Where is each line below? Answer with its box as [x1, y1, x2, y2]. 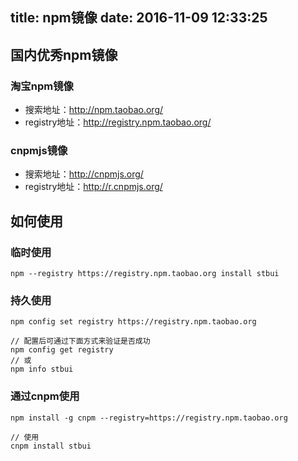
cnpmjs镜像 [10, 144, 68, 157]
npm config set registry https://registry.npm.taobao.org [10, 317, 257, 327]
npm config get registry [10, 345, 114, 355]
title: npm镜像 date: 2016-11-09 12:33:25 [10, 9, 268, 27]
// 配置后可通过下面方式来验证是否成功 [10, 336, 151, 347]
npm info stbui [10, 364, 74, 375]
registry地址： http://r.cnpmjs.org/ [24, 181, 163, 193]
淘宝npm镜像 [10, 79, 74, 93]
